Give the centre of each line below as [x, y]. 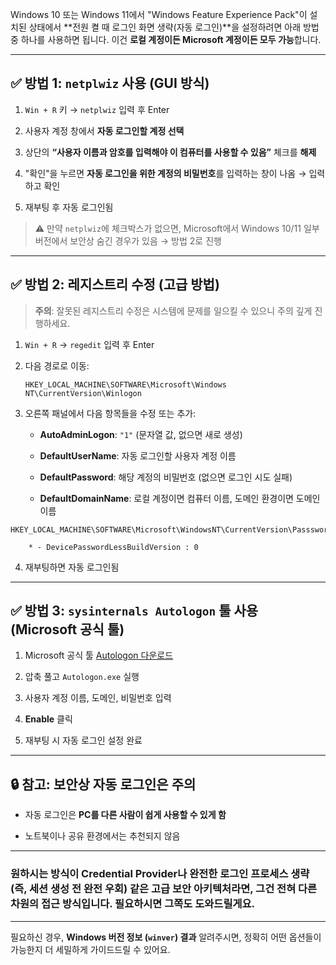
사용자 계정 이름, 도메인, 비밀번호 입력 [98, 698]
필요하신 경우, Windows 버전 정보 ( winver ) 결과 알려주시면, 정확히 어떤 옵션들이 [166, 937]
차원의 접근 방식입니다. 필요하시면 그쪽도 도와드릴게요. [133, 904]
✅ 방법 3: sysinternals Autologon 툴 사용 [134, 611]
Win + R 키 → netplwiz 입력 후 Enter [97, 109]
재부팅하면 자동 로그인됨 [72, 567]
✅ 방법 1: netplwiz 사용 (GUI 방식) [110, 83]
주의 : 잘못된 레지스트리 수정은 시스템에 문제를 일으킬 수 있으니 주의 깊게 [173, 310]
